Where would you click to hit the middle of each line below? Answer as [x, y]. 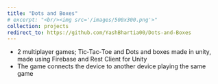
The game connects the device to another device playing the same [111, 66]
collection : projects [38, 26]
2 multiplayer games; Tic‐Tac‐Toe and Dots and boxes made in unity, [114, 52]
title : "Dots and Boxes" [43, 13]
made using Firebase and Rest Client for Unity [82, 59]
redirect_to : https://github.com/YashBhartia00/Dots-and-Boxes [99, 32]
